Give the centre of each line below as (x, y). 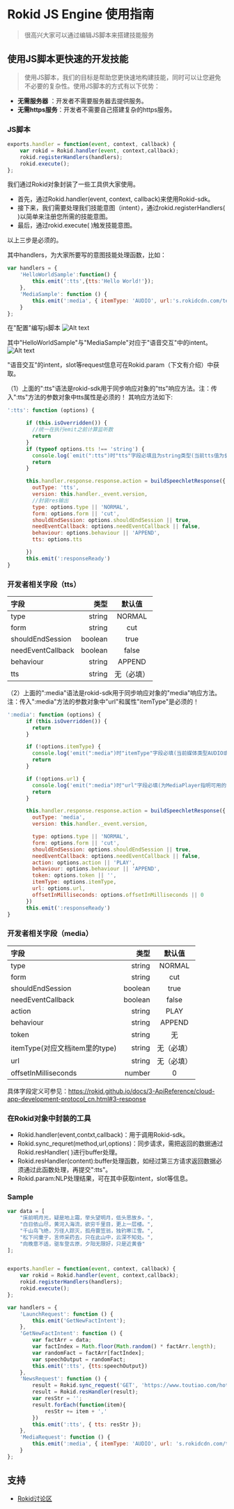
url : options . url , (59, 889)
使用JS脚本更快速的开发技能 (68, 59)
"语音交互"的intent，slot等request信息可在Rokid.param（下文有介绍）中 (110, 365)
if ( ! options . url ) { (55, 779)
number (137, 1073)
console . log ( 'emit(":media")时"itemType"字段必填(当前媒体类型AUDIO (128, 753)
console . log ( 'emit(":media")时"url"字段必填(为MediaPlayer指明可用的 (130, 785)
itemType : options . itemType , (75, 882)
